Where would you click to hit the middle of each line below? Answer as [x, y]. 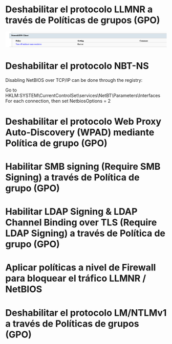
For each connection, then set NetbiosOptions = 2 [58, 101]
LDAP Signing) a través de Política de [85, 233]
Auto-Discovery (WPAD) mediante [80, 132]
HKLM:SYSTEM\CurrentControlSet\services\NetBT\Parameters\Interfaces [83, 95]
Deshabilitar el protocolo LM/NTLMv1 [86, 313]
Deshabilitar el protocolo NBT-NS [77, 66]
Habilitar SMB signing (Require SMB [83, 167]
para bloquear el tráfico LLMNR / [76, 278]
